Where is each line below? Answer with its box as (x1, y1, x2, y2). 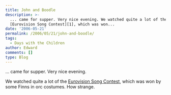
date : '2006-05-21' (5, 26, 47, 31)
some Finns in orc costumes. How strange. (5, 84, 95, 90)
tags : (5, 36, 17, 41)
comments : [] (5, 50, 33, 55)
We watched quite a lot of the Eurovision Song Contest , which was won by (5, 78, 161, 84)
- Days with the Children (10, 41, 65, 46)
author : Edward (5, 45, 38, 50)
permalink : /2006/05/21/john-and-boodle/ (5, 31, 95, 36)
